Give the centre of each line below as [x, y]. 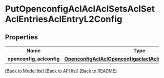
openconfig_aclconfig [34, 59]
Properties [21, 37]
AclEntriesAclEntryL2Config [64, 19]
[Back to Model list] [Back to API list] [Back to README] [61, 71]
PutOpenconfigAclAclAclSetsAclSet [80, 9]
